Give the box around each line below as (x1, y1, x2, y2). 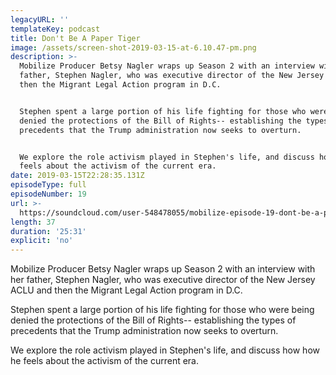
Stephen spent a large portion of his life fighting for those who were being (10, 304, 315, 316)
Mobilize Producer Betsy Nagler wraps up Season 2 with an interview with (10, 263, 316, 275)
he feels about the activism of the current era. (10, 355, 200, 367)
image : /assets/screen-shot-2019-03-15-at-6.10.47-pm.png (10, 42, 257, 53)
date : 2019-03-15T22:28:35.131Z (10, 171, 145, 181)
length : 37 (10, 217, 56, 227)
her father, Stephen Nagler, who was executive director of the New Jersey (10, 274, 316, 286)
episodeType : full (10, 180, 87, 190)
